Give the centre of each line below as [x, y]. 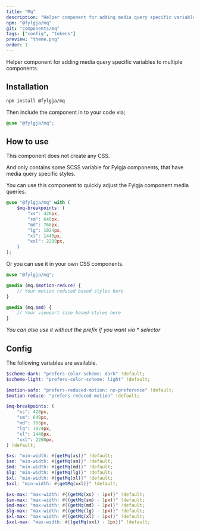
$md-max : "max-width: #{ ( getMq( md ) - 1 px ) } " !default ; [76, 505]
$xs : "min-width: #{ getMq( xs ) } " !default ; [60, 456]
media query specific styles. [41, 174]
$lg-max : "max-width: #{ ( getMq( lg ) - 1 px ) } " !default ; [76, 511]
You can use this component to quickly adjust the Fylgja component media [98, 185]
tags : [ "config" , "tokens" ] [41, 34]
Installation [27, 87]
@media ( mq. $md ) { [29, 308]
